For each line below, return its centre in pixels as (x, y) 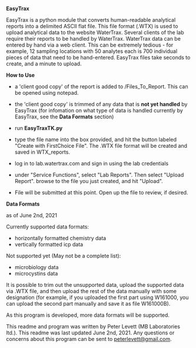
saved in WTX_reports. (42, 152)
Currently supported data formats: (48, 227)
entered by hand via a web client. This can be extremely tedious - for (90, 45)
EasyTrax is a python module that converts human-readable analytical (91, 20)
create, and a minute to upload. (44, 64)
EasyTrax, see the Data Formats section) (64, 117)
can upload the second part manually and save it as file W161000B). (88, 304)
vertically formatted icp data (49, 244)
